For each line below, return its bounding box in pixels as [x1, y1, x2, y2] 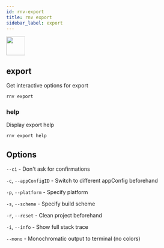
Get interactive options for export [6, 82, 89, 89]
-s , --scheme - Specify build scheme [6, 200, 96, 207]
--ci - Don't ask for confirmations [6, 165, 90, 173]
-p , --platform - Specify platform [6, 189, 88, 196]
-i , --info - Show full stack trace [6, 223, 88, 231]
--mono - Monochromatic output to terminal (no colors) [6, 235, 141, 243]
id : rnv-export [6, 8, 44, 15]
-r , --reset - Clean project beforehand [6, 212, 102, 219]
